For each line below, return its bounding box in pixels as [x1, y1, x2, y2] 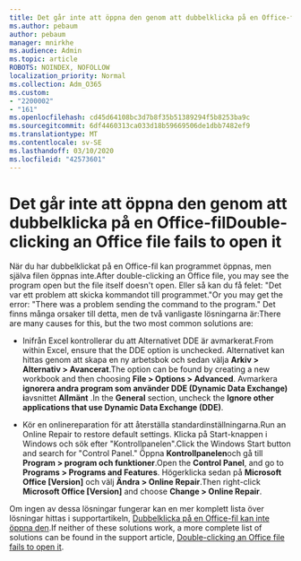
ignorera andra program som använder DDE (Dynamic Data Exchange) [21, 383, 288, 394]
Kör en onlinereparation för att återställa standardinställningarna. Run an [21, 419, 287, 430]
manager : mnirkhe [9, 38, 74, 47]
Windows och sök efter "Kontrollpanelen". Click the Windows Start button [21, 438, 291, 449]
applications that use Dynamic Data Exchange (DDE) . [21, 402, 224, 413]
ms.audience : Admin [9, 47, 82, 56]
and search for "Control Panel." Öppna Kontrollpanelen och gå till [21, 448, 263, 459]
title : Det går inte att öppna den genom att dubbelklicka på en [9, 13, 258, 22]
